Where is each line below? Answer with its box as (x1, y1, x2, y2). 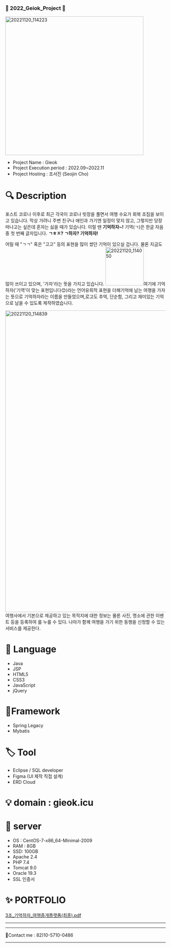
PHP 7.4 (12, 859, 30, 866)
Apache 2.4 (12, 854, 38, 860)
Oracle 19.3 (12, 870, 37, 876)
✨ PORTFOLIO (5, 894, 66, 906)
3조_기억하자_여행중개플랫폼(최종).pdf (5, 912, 81, 918)
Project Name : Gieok (12, 160, 58, 166)
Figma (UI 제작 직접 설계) (12, 773, 64, 779)
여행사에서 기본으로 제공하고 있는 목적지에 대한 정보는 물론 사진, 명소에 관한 (5, 613, 155, 619)
